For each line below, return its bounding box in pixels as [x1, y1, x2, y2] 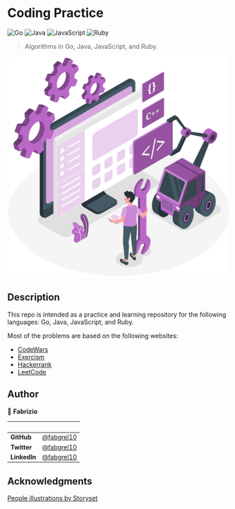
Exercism [17, 353, 44, 361]
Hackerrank [17, 360, 52, 369]
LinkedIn [10, 452, 37, 461]
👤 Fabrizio [7, 407, 38, 416]
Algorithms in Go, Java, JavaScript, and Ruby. [24, 42, 158, 50]
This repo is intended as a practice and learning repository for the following [7, 310, 227, 319]
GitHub [10, 433, 32, 442]
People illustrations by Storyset [7, 494, 98, 503]
